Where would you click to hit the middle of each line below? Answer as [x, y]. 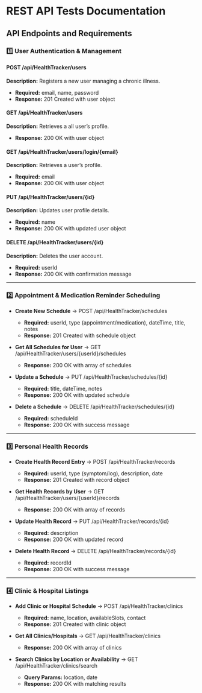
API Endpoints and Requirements [69, 33]
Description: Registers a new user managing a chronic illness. [83, 81]
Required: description [51, 533]
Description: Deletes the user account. [55, 256]
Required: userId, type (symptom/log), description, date [93, 473]
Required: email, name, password [57, 92]
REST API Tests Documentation [86, 11]
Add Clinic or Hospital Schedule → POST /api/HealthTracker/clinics [99, 606]
